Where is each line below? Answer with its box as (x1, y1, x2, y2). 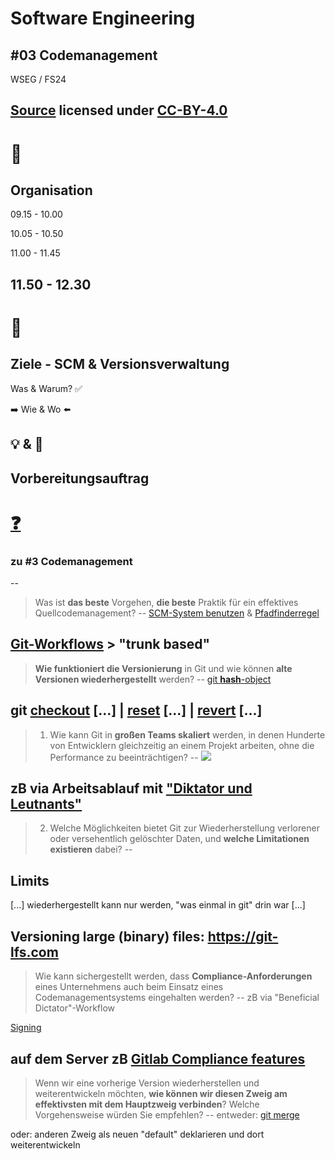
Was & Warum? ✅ (10, 382, 83, 394)
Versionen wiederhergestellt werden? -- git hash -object (34, 673, 272, 685)
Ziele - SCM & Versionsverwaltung (10, 356, 230, 373)
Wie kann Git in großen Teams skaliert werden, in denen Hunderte (49, 728, 326, 741)
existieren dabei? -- (49, 843, 133, 856)
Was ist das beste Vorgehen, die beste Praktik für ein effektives (34, 597, 299, 609)
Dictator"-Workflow (34, 1002, 115, 1014)
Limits (10, 872, 50, 889)
